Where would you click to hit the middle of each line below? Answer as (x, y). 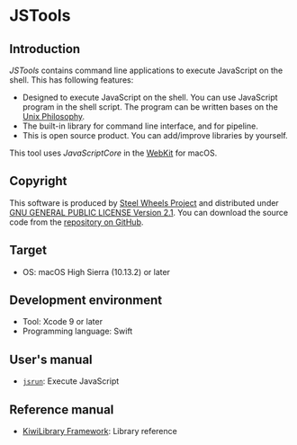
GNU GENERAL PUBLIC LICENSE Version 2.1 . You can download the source (149, 212)
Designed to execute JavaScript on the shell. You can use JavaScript (150, 97)
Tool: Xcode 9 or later (63, 322)
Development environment (86, 301)
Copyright (38, 181)
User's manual (51, 359)
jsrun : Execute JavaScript (71, 381)
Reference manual (62, 409)
